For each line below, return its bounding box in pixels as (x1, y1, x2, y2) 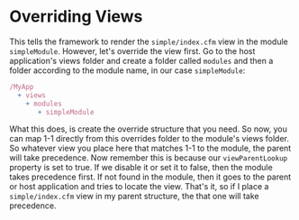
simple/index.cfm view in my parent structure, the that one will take (9, 191, 259, 202)
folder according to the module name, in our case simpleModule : (9, 65, 246, 76)
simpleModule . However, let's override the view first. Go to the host (9, 45, 256, 56)
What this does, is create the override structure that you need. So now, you (9, 124, 288, 134)
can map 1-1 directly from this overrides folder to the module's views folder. (9, 133, 290, 144)
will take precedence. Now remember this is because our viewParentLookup (9, 152, 288, 163)
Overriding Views (9, 6, 143, 27)
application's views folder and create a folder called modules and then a (9, 55, 274, 66)
